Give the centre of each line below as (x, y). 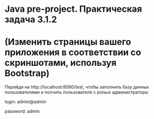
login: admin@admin (26, 102)
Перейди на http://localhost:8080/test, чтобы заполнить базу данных (77, 87)
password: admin (22, 111)
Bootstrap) (27, 74)
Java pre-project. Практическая (73, 9)
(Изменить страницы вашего (68, 42)
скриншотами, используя (61, 63)
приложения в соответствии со (73, 52)
